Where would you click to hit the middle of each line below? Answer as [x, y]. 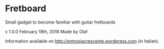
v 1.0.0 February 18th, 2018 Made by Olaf [46, 31]
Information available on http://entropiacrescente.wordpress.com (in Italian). [82, 41]
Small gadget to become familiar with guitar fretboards [60, 22]
